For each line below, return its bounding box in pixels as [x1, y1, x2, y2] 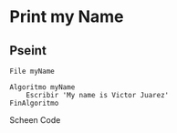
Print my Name [9, 6, 124, 27]
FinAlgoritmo [9, 98, 59, 107]
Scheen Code [9, 115, 61, 125]
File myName [9, 66, 55, 76]
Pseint [9, 43, 47, 58]
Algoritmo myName [9, 83, 76, 92]
